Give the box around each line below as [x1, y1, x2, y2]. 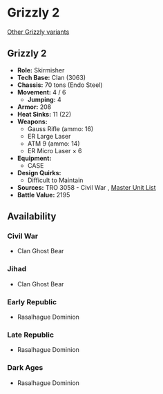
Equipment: [17, 154, 52, 162]
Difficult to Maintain [27, 176, 84, 184]
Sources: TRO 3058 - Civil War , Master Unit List [17, 183, 157, 191]
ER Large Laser [27, 132, 71, 140]
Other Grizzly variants [7, 28, 70, 36]
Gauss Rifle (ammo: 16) [27, 124, 94, 132]
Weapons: [17, 117, 48, 126]
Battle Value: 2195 [17, 190, 70, 199]
